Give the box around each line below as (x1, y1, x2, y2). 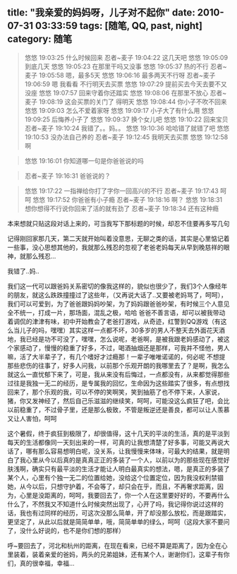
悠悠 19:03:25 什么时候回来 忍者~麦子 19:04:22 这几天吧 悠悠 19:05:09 (24, 53, 228, 61)
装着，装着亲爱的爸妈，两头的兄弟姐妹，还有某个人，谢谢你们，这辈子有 (13, 550, 224, 558)
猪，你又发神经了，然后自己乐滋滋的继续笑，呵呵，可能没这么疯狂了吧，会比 (7, 396, 230, 405)
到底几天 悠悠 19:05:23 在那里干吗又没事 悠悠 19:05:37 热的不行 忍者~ (24, 62, 227, 71)
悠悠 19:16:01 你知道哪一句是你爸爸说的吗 (24, 156, 145, 165)
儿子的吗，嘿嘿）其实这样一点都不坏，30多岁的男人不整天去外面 (19, 325, 207, 334)
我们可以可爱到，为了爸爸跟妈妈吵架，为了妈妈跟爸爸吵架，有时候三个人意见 (7, 299, 230, 308)
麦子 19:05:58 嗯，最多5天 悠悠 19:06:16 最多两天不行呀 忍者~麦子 (24, 71, 216, 79)
